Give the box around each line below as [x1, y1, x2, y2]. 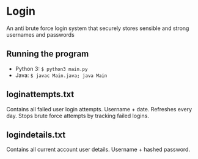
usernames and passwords [6, 31, 75, 38]
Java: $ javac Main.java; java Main [15, 72, 108, 79]
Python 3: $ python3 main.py [15, 65, 88, 72]
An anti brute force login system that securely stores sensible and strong [6, 24, 189, 32]
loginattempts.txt [6, 89, 75, 100]
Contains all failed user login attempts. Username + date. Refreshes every [6, 105, 193, 113]
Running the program [6, 49, 89, 59]
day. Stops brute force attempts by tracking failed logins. [6, 112, 150, 119]
